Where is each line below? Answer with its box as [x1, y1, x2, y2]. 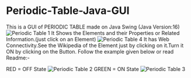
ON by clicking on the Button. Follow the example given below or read [6, 48, 174, 55]
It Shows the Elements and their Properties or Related [51, 29, 180, 36]
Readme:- [6, 54, 30, 61]
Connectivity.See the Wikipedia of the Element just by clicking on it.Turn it [6, 42, 184, 49]
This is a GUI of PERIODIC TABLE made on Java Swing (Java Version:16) [6, 23, 180, 30]
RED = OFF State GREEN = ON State [6, 65, 139, 72]
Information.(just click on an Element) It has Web [6, 36, 169, 42]
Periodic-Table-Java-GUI [6, 4, 130, 17]
